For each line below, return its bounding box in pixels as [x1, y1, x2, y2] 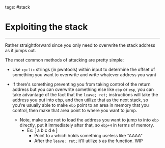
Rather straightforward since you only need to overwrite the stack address [5, 42, 156, 48]
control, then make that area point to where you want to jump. [12, 107, 137, 113]
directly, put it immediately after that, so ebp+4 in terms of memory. [19, 122, 154, 128]
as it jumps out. [5, 47, 36, 53]
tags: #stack [5, 4, 30, 10]
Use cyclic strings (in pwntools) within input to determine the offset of [12, 66, 155, 72]
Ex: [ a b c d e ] [27, 127, 58, 133]
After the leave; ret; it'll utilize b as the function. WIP [34, 138, 143, 144]
